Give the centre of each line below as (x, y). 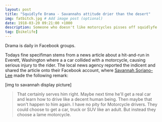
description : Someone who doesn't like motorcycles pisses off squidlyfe (81, 27)
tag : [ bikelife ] (21, 32)
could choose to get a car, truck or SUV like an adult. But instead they (86, 109)
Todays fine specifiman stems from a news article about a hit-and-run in (77, 55)
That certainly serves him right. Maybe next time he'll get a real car (84, 94)
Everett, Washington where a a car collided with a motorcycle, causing (75, 60)
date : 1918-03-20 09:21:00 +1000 (39, 23)
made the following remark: (41, 75)
